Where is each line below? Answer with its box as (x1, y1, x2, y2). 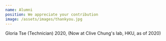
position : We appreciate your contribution (5, 12, 99, 17)
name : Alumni (5, 7, 33, 12)
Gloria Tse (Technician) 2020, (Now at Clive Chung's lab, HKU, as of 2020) (5, 30, 161, 36)
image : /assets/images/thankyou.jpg (5, 16, 82, 21)
